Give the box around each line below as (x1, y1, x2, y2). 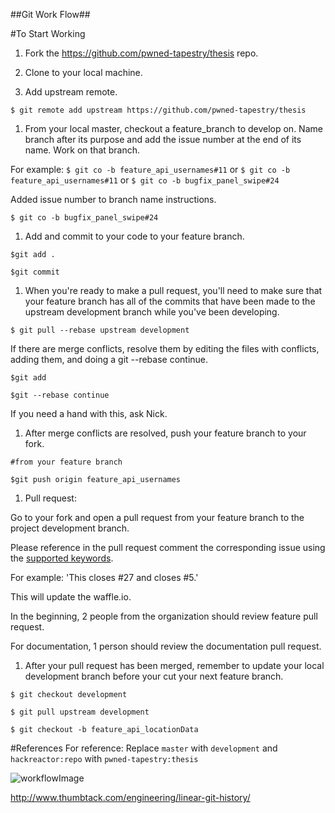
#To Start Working (10, 28, 86, 39)
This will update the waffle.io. (10, 591, 132, 603)
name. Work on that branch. (24, 144, 141, 156)
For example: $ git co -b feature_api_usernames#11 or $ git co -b (10, 164, 291, 175)
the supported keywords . (10, 552, 114, 564)
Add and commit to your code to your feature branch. (24, 230, 245, 242)
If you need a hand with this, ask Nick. (10, 408, 168, 419)
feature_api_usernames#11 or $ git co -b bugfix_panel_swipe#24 (10, 174, 280, 186)
